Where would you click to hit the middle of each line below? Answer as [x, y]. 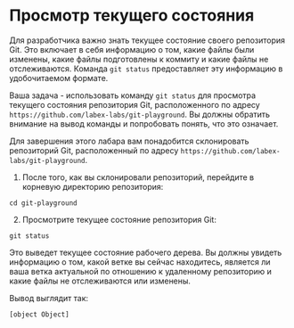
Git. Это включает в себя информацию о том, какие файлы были [132, 49]
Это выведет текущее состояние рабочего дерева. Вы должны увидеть [146, 252]
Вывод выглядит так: [49, 298]
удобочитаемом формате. [59, 78]
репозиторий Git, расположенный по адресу [94, 150]
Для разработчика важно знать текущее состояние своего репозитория [147, 40]
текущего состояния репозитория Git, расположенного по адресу [135, 104]
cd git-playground [43, 203]
